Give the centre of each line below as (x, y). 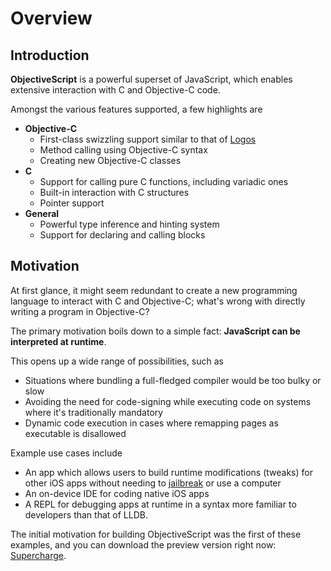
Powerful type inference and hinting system (129, 224)
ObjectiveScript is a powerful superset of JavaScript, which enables (151, 79)
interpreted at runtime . (58, 341)
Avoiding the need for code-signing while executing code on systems (168, 401)
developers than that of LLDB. (86, 514)
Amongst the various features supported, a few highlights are (136, 109)
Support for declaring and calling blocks (122, 235)
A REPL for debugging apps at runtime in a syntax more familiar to (160, 504)
